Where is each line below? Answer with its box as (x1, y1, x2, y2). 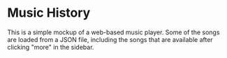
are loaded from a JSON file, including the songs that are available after (7, 35, 213, 43)
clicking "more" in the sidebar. (7, 43, 94, 51)
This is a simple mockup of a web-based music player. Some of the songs (7, 28, 220, 36)
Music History (7, 5, 91, 21)
